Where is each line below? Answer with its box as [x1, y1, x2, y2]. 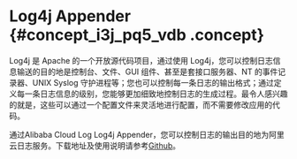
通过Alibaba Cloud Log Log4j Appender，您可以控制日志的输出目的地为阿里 [9, 129, 285, 140]
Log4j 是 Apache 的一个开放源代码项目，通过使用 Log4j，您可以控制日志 [9, 55, 274, 65]
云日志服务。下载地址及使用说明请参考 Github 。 [9, 140, 181, 151]
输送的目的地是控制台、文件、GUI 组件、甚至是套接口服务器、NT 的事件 [16, 66, 278, 77]
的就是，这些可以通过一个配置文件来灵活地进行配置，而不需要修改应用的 [9, 99, 272, 110]
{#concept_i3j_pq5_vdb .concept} [9, 25, 265, 45]
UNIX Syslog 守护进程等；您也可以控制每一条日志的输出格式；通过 [32, 77, 274, 87]
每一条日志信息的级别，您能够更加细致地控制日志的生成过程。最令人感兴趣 [16, 88, 288, 99]
